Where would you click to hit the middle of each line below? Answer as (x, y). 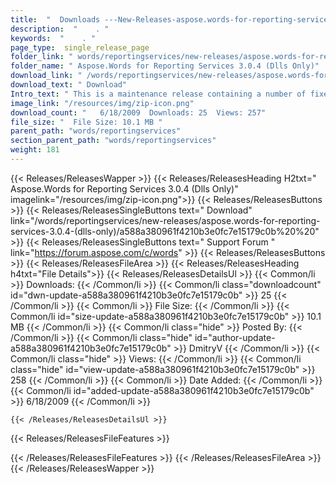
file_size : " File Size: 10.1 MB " (86, 122)
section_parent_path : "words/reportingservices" (113, 141)
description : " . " (60, 29)
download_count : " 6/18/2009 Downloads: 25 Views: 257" (138, 112)
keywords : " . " (53, 38)
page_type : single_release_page (80, 47)
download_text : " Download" (69, 85)
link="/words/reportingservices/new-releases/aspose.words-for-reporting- (165, 220)
